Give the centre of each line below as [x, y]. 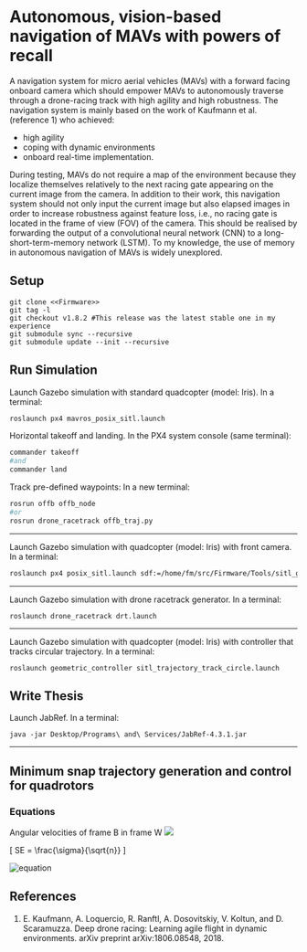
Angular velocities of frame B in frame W [86, 832]
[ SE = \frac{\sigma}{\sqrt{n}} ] [68, 851]
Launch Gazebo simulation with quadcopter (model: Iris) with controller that [152, 641]
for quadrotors [52, 785]
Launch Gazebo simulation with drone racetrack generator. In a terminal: [145, 599]
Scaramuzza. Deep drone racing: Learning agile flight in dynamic [145, 928]
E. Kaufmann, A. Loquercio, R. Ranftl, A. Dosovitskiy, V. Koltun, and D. [153, 918]
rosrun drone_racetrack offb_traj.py [81, 521]
